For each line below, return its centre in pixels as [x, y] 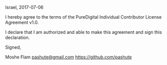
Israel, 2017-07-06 [24, 7]
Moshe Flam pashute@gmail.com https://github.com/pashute [68, 57]
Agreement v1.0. [22, 22]
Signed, [13, 47]
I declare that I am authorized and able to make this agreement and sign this [83, 32]
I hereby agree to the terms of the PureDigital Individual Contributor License [83, 17]
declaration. [18, 38]
